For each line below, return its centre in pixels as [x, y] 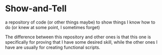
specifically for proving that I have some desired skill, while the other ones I [81, 42]
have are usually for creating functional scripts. [53, 47]
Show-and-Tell [36, 9]
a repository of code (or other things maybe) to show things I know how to [80, 22]
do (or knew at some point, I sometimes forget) [53, 27]
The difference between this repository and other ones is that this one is [78, 37]
